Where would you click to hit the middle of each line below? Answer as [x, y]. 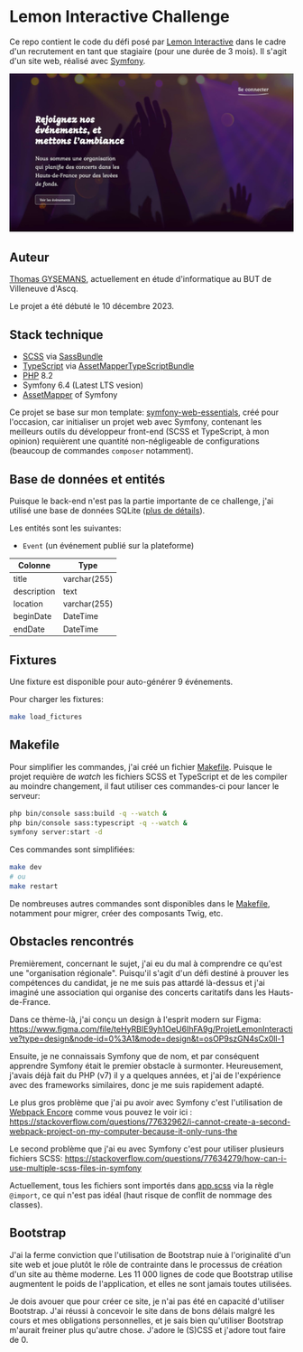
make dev [26, 868]
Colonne [34, 566]
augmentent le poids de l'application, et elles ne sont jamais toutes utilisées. [151, 1283]
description [34, 591]
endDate [29, 629]
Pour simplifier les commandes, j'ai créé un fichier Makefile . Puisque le [141, 766]
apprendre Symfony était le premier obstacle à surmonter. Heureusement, [147, 1066]
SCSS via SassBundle [63, 357]
